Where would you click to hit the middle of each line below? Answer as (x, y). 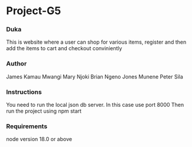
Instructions (24, 92)
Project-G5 (34, 11)
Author (17, 64)
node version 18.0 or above (39, 139)
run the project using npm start (44, 111)
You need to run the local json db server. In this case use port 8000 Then (95, 105)
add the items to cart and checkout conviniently (64, 48)
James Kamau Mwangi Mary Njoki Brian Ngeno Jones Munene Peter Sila (95, 76)
